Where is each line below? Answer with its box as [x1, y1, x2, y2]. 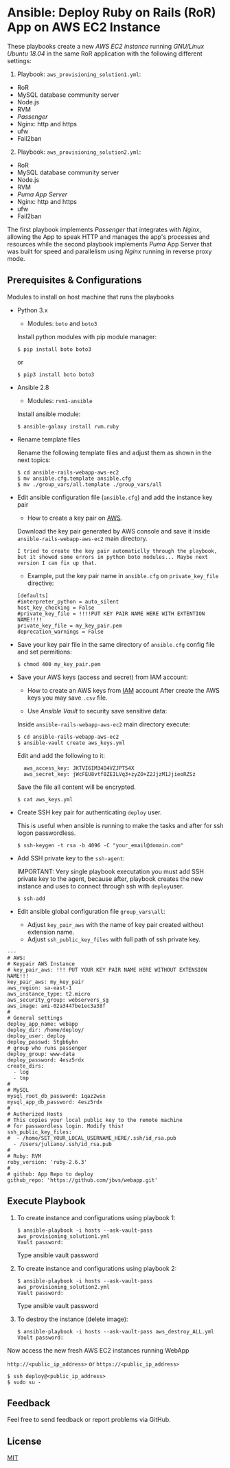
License [7, 1435, 42, 1447]
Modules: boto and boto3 [27, 319, 97, 328]
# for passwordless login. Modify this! [7, 1123, 125, 1129]
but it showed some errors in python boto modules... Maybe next [16, 553, 208, 560]
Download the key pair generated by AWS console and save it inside [16, 527, 211, 535]
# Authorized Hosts [7, 1110, 63, 1117]
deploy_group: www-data [7, 1051, 76, 1057]
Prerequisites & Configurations [7, 275, 142, 286]
